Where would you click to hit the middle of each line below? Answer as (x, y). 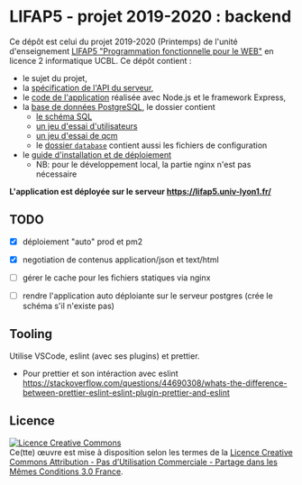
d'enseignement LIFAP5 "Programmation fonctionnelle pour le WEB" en (142, 50)
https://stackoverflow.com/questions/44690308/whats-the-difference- (155, 383)
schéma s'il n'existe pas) (69, 306)
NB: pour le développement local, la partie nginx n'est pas (143, 164)
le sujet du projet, (55, 78)
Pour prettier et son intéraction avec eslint (100, 373)
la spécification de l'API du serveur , (88, 87)
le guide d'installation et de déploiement (97, 154)
